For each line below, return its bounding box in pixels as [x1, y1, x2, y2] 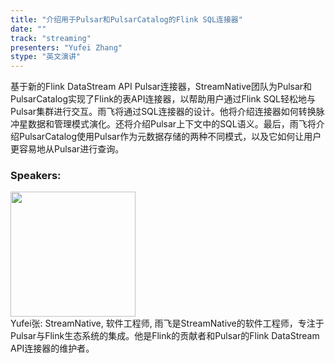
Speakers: [10, 169, 62, 183]
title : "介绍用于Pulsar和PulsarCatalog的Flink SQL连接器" [10, 14, 243, 25]
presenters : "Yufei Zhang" [10, 42, 123, 53]
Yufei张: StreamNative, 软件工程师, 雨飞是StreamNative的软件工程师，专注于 [10, 317, 325, 330]
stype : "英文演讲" [10, 52, 82, 62]
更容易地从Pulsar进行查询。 [10, 143, 125, 155]
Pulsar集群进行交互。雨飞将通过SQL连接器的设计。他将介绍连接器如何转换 [10, 106, 317, 118]
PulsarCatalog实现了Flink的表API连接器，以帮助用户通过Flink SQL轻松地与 [10, 93, 317, 105]
